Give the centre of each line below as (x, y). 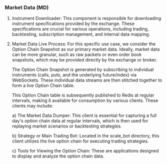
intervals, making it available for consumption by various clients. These (85, 100)
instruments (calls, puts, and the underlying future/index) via (74, 75)
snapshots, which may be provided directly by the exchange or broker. (84, 60)
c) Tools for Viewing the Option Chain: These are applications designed (85, 151)
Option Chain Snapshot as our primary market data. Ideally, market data (86, 49)
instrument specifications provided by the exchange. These (73, 23)
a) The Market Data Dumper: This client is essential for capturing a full (84, 115)
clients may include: (32, 106)
